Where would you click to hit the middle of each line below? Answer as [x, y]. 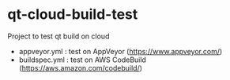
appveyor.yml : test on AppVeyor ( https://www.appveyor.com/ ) [121, 51]
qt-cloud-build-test [73, 15]
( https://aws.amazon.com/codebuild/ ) [81, 67]
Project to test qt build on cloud [58, 36]
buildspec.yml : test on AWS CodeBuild [83, 60]
